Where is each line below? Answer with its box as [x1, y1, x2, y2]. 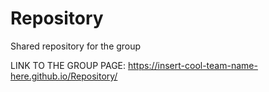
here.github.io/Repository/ [10, 70, 118, 82]
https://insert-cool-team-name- [128, 59, 258, 71]
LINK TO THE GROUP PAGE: [10, 59, 127, 71]
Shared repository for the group [10, 40, 142, 52]
